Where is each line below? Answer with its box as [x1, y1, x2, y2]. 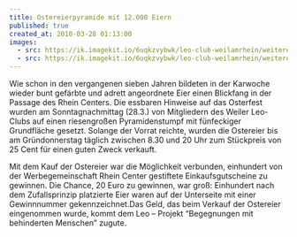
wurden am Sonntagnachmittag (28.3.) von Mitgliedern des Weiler [9, 107, 249, 117]
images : [9, 37, 38, 47]
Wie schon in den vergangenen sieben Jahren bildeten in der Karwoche [9, 79, 270, 88]
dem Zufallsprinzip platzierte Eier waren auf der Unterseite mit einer [9, 189, 256, 200]
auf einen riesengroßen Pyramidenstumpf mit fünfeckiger [32, 116, 241, 126]
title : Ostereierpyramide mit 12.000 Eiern [9, 12, 172, 22]
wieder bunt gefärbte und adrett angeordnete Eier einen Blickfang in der [9, 88, 272, 98]
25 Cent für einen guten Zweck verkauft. [9, 144, 157, 155]
